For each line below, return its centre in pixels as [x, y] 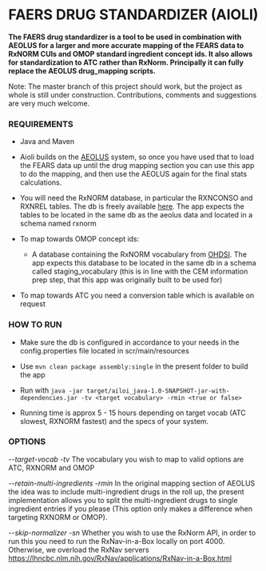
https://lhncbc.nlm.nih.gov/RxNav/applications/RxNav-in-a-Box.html [120, 558]
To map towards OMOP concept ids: [79, 239]
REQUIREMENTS [41, 124]
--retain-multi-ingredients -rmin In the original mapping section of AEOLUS [132, 483]
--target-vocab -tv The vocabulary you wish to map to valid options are [126, 459]
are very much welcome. [49, 103]
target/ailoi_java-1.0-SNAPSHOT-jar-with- [158, 391]
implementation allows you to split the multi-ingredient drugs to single [123, 500]
